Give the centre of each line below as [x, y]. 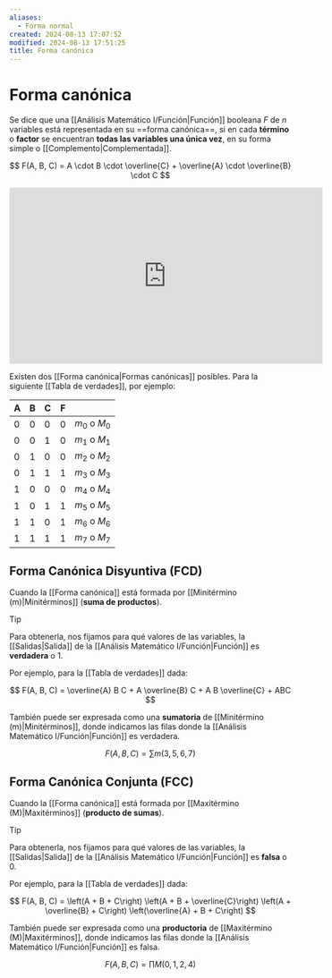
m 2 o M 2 [93, 456]
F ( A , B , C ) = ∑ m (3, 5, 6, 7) [150, 753]
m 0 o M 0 [93, 424]
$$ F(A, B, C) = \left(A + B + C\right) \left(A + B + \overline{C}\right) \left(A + [150, 901]
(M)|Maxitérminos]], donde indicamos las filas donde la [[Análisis [129, 938]
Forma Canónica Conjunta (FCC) [102, 782]
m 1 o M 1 [93, 440]
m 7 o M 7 [93, 539]
